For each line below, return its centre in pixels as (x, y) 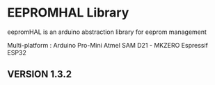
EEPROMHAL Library (68, 13)
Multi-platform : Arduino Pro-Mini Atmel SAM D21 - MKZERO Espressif (108, 45)
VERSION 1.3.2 (39, 74)
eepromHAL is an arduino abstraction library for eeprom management (107, 32)
